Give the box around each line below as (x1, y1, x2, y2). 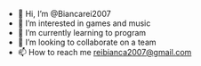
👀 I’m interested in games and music (17, 18, 151, 29)
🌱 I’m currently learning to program (17, 28, 147, 37)
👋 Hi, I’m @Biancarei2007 (17, 9, 111, 19)
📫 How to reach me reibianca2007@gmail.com (17, 47, 192, 57)
